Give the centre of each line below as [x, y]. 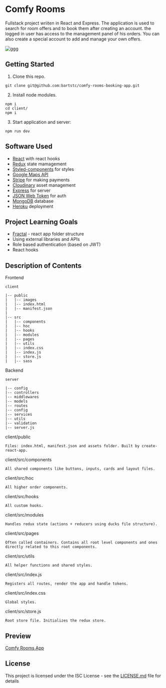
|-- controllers [22, 393]
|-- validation [21, 423]
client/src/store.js [23, 612]
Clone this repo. [29, 76]
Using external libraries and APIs [46, 239]
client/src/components [28, 460]
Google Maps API [30, 174]
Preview [18, 636]
